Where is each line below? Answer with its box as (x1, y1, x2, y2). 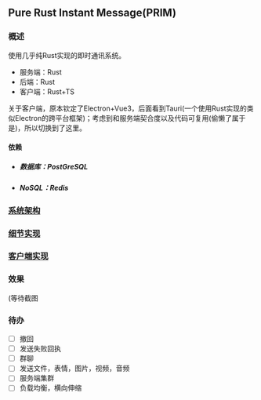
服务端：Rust (19, 67, 63, 77)
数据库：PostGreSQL (19, 162, 89, 171)
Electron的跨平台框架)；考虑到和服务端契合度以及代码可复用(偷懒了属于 (14, 113, 246, 122)
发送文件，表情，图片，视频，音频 (19, 364, 130, 373)
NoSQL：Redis (19, 184, 69, 193)
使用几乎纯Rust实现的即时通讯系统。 (8, 50, 126, 60)
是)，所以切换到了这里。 (8, 123, 87, 133)
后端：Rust (19, 77, 56, 86)
